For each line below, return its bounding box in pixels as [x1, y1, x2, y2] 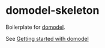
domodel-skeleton [5, 4, 100, 17]
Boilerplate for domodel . [5, 23, 65, 31]
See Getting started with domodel [5, 35, 89, 42]
